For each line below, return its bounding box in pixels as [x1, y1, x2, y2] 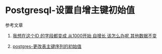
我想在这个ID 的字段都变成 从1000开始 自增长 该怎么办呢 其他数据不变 [12, 32, 157, 38]
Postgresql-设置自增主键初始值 [5, 4, 135, 16]
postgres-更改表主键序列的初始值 [12, 43, 82, 49]
